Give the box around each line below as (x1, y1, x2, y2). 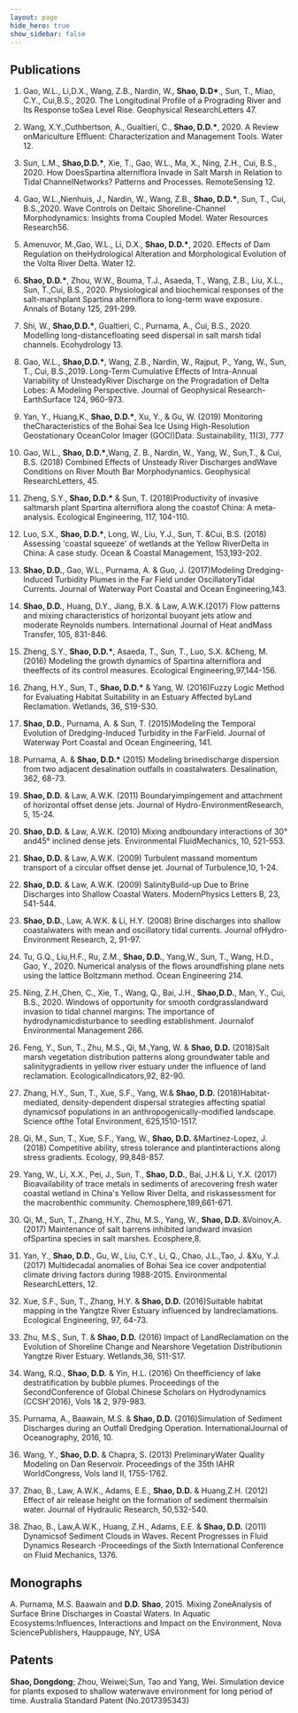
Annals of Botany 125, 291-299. (22, 303, 137, 315)
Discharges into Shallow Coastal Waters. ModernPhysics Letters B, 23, (22, 889, 281, 899)
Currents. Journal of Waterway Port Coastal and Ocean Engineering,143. (22, 584, 287, 595)
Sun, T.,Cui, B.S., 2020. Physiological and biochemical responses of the (22, 284, 284, 295)
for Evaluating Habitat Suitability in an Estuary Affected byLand (22, 692, 253, 703)
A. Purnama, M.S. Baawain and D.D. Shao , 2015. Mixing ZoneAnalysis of (10, 1599, 272, 1609)
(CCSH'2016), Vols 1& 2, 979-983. (22, 1397, 147, 1407)
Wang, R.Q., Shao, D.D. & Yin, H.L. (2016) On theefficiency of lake (22, 1368, 262, 1379)
